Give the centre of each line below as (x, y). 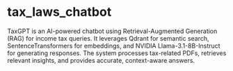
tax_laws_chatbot (59, 12)
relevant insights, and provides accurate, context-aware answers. (101, 60)
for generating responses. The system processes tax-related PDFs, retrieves (117, 53)
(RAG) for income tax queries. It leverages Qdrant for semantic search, (109, 38)
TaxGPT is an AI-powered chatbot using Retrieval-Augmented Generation (112, 31)
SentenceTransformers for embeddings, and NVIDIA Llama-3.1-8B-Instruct (114, 45)
